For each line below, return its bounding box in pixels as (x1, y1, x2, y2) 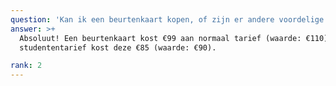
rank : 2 (10, 61, 43, 71)
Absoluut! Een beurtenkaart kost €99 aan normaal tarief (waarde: (19, 33, 302, 43)
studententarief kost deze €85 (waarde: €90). (19, 42, 217, 53)
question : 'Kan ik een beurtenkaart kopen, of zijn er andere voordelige (10, 14, 325, 25)
